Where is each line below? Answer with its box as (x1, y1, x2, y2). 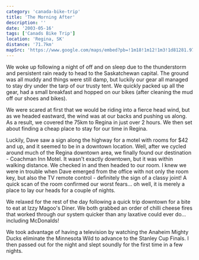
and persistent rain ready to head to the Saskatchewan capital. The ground (6, 69, 189, 77)
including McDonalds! (6, 217, 59, 224)
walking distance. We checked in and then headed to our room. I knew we (6, 161, 187, 168)
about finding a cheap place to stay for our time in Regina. (6, 125, 148, 132)
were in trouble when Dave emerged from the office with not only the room (6, 168, 189, 175)
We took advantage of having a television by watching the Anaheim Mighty (6, 228, 189, 235)
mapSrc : (6, 47, 25, 53)
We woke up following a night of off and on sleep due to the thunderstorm (6, 63, 187, 70)
